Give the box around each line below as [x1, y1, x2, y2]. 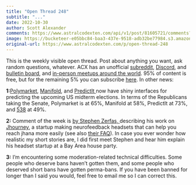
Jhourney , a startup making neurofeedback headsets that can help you [6, 124, 177, 131]
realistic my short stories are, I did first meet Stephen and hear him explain [6, 136, 185, 143]
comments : [6, 30, 30, 36]
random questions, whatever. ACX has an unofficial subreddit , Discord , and [6, 63, 187, 70]
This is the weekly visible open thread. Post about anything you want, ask [6, 57, 183, 64]
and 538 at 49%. [6, 106, 47, 113]
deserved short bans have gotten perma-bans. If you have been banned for [6, 166, 188, 173]
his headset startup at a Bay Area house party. [6, 142, 118, 149]
